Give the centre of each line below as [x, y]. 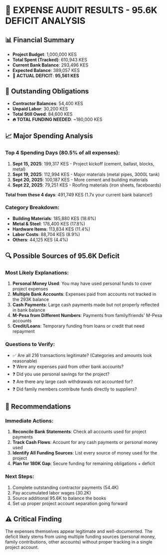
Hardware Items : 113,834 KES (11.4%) [51, 229]
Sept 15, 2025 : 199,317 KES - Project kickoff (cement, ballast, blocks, [83, 163]
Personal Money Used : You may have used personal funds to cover [82, 283]
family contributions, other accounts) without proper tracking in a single [79, 541]
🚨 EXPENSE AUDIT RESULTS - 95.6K [81, 10]
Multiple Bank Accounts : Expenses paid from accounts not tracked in [84, 294]
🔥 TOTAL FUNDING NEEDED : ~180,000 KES [57, 119]
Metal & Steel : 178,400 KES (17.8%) [49, 223]
